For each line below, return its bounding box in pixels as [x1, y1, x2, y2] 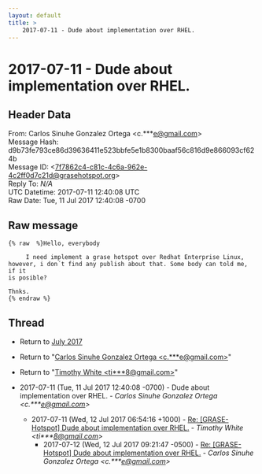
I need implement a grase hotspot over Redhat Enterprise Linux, [25, 254, 245, 261]
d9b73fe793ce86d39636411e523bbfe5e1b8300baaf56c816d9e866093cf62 [8, 146, 255, 155]
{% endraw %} [8, 294, 51, 303]
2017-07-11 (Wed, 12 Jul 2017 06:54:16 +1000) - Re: [31, 415, 198, 424]
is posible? [8, 274, 47, 282]
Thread [8, 316, 45, 329]
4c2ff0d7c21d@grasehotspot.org [8, 171, 116, 180]
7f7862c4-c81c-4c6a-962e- [54, 162, 148, 172]
